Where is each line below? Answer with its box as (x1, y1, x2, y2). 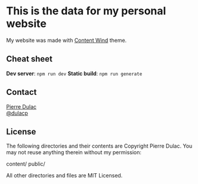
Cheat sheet (6, 54, 52, 64)
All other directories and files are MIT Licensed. (6, 172, 123, 179)
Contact (6, 87, 37, 97)
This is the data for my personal (6, 4, 166, 18)
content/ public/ (6, 160, 46, 168)
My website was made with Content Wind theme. (6, 36, 127, 44)
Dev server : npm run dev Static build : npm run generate (6, 70, 143, 77)
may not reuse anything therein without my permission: (6, 149, 142, 156)
